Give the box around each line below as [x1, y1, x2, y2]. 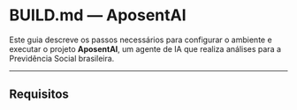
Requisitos [9, 87, 69, 102]
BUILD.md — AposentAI [9, 5, 187, 26]
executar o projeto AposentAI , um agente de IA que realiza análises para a [9, 43, 281, 54]
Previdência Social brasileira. [9, 53, 115, 63]
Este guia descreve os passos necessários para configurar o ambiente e [9, 34, 272, 45]
